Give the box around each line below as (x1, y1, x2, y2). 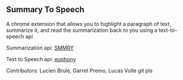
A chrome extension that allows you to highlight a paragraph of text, (6, 20, 171, 27)
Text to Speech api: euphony (6, 55, 76, 62)
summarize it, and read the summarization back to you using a (6, 26, 158, 34)
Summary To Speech (6, 5, 84, 15)
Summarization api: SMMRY (6, 44, 74, 51)
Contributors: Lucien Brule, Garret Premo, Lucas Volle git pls (6, 67, 153, 74)
